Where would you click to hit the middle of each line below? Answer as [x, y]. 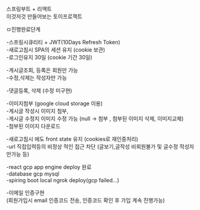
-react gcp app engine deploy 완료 [49, 167]
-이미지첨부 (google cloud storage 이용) [54, 103]
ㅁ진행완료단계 [24, 29]
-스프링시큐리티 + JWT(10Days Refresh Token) [63, 42]
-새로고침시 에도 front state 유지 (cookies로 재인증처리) [72, 139]
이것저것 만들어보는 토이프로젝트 [44, 16]
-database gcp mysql [33, 174]
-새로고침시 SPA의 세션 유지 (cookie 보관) [56, 50]
